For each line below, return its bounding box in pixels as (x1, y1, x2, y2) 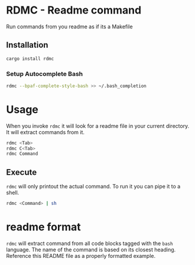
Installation (6, 40, 48, 50)
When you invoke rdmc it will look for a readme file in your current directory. (6, 122, 190, 130)
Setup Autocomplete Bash (6, 69, 83, 78)
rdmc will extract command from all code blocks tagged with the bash (6, 240, 173, 247)
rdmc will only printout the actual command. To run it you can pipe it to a (6, 183, 181, 190)
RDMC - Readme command (6, 4, 142, 17)
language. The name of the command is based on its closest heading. (6, 246, 176, 253)
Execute (6, 167, 37, 177)
